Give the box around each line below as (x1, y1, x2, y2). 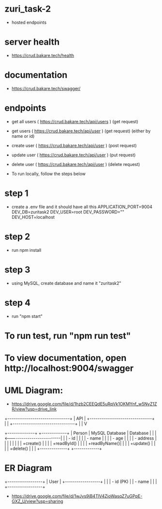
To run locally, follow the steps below (11, 171, 86, 177)
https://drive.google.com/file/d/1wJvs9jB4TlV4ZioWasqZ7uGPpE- (11, 493, 143, 499)
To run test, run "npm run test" (4, 330, 131, 341)
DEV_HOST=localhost (11, 214, 55, 220)
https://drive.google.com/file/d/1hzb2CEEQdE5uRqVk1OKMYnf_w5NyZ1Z (11, 401, 157, 407)
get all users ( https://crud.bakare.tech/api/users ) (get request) (11, 118, 138, 124)
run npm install (11, 247, 42, 253)
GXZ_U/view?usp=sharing (11, 498, 63, 504)
